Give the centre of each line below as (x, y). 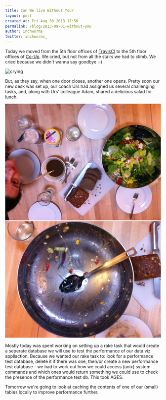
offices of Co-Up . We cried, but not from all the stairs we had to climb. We (81, 57)
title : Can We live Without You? (40, 10)
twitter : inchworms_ (26, 37)
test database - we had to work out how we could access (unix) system (78, 367)
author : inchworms (24, 31)
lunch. (12, 97)
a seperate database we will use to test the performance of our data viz (78, 351)
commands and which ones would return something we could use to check (82, 372)
